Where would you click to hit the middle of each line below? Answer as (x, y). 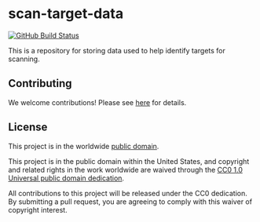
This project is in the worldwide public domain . (84, 146)
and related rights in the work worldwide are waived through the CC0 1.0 (126, 169)
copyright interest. (38, 209)
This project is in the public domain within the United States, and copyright (129, 161)
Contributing (40, 84)
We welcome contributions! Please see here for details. (97, 102)
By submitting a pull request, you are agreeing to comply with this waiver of (130, 202)
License (28, 127)
